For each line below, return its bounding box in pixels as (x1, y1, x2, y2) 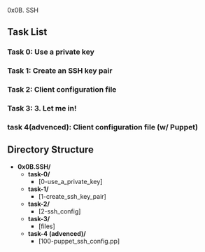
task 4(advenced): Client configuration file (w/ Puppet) (7, 122, 198, 132)
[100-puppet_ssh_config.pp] (38, 237, 120, 245)
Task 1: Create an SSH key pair (7, 66, 113, 76)
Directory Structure (7, 143, 94, 156)
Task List (7, 26, 48, 38)
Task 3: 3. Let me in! (7, 104, 77, 113)
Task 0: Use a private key (7, 47, 94, 57)
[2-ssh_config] (38, 206, 81, 216)
